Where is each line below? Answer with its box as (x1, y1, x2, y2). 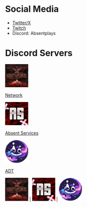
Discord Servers (5, 48, 73, 59)
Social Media (5, 3, 59, 15)
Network (5, 92, 23, 98)
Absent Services (5, 130, 39, 136)
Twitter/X (12, 20, 31, 26)
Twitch (12, 25, 26, 31)
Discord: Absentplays (12, 30, 56, 36)
